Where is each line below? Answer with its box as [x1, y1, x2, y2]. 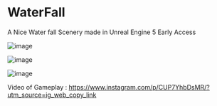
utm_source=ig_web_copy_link [7, 90, 97, 99]
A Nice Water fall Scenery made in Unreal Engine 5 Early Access [7, 28, 196, 36]
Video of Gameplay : [7, 83, 68, 91]
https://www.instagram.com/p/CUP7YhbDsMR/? [68, 83, 210, 91]
